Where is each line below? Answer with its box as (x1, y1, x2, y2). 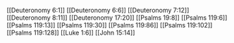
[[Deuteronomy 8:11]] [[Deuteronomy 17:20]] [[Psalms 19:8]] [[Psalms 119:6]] (6, 13, 228, 22)
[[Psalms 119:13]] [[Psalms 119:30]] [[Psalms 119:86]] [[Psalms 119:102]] (6, 21, 213, 29)
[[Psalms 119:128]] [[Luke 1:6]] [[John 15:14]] (6, 28, 135, 37)
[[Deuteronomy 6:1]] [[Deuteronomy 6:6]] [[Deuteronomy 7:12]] (6, 6, 190, 14)
